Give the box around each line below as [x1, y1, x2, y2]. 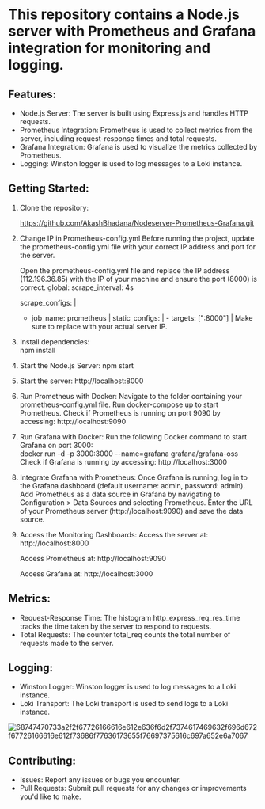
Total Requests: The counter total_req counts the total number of [19, 629, 231, 639]
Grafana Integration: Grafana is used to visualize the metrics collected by [19, 142, 258, 151]
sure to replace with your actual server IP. [31, 321, 168, 331]
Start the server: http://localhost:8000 [19, 376, 144, 386]
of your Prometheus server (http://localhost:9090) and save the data [19, 506, 244, 515]
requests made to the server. [19, 638, 114, 648]
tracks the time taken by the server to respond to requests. [19, 621, 212, 631]
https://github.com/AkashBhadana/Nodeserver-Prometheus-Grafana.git [19, 218, 255, 227]
